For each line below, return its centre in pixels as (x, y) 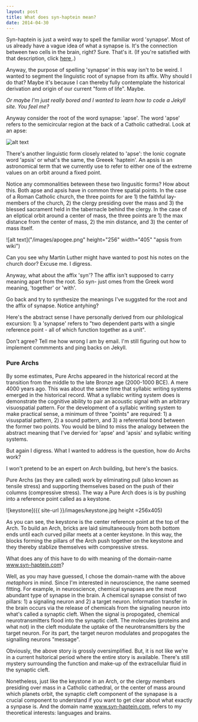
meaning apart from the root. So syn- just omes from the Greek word (90, 282)
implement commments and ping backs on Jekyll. (66, 348)
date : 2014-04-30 (27, 23)
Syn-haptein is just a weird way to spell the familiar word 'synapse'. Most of (98, 40)
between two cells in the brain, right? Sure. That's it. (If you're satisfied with (98, 52)
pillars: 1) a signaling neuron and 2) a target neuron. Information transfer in (97, 601)
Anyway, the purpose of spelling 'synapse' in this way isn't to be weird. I (94, 70)
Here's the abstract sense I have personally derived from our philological (95, 317)
